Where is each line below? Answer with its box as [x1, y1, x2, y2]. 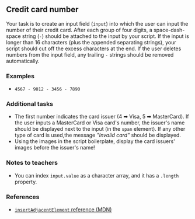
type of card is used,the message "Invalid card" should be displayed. [14, 131, 181, 139]
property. [14, 178, 37, 185]
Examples [6, 72, 35, 80]
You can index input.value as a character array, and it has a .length [14, 172, 179, 179]
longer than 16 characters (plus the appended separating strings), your [6, 39, 176, 46]
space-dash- [154, 26, 185, 33]
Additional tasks [6, 100, 54, 108]
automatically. [6, 57, 40, 64]
